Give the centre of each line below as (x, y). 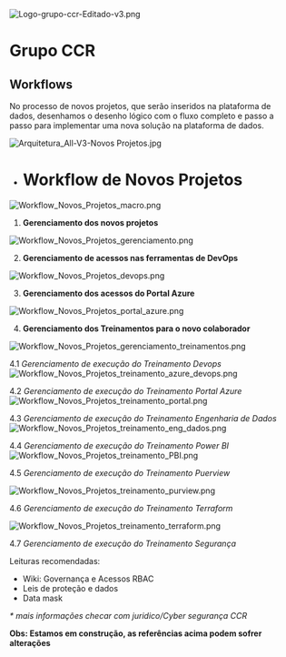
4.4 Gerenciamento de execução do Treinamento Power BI (119, 445)
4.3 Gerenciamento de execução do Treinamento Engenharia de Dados (143, 418)
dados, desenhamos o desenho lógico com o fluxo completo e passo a (142, 116)
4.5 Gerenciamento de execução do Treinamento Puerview (120, 472)
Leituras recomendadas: (55, 561)
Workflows (41, 84)
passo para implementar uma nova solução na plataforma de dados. (137, 126)
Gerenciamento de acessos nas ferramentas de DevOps (130, 258)
